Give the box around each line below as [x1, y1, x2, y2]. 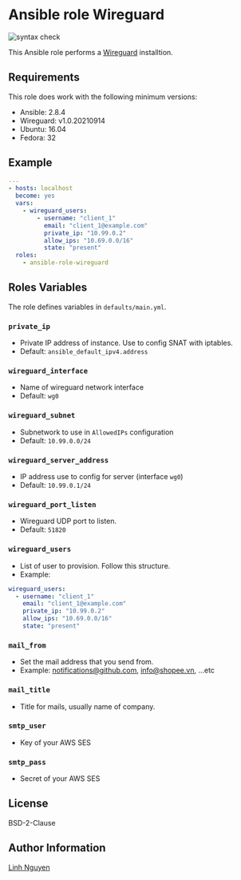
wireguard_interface [8, 367, 89, 376]
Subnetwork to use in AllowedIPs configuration [19, 427, 174, 437]
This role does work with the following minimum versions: [8, 92, 198, 101]
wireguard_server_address [8, 455, 109, 465]
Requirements [8, 70, 80, 85]
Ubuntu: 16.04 [19, 124, 66, 133]
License [8, 797, 49, 811]
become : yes [15, 192, 56, 200]
